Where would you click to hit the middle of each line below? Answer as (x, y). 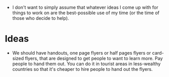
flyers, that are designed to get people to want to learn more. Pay (94, 58)
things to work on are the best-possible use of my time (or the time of (86, 13)
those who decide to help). (41, 18)
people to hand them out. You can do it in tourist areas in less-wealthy (86, 64)
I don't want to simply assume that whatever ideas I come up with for (85, 7)
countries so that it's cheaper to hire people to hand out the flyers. (82, 69)
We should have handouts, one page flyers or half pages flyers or (81, 53)
